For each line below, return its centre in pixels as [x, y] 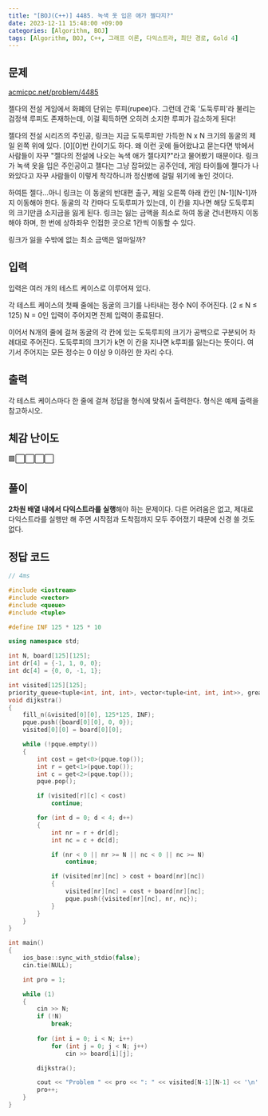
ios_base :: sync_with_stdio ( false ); [82, 958]
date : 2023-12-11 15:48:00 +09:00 [66, 23]
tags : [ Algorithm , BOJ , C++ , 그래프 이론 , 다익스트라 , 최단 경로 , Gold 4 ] [124, 38]
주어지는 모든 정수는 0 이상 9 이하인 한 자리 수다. [98, 352]
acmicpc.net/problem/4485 [53, 92]
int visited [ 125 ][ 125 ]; [48, 685]
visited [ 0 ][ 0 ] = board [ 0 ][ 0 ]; [73, 730]
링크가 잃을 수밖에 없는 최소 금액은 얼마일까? [77, 240]
